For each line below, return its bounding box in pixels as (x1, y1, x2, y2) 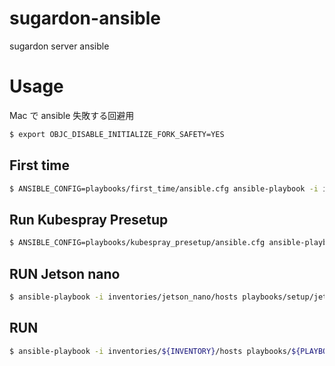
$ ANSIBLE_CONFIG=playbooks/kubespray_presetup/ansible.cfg (9, 238, 266, 248)
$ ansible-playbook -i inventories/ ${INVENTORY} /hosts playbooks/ (9, 346, 292, 356)
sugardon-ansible (9, 7, 162, 30)
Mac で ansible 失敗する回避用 (9, 109, 135, 121)
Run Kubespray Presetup (9, 211, 169, 228)
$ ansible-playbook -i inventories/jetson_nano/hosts (9, 292, 239, 302)
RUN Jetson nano (9, 265, 121, 282)
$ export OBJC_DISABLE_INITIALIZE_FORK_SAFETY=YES (9, 129, 225, 139)
